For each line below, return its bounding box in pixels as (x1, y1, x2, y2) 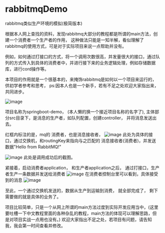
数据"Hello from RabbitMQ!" (5, 144, 61, 150)
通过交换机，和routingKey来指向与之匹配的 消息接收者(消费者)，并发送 (13, 137, 156, 143)
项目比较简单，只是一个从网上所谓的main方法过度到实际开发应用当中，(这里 (5, 204, 159, 210)
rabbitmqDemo (5, 3, 68, 15)
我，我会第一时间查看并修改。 (5, 223, 65, 229)
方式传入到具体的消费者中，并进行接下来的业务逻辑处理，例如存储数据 (13, 60, 156, 66)
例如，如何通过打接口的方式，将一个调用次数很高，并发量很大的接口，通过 (5, 53, 156, 60)
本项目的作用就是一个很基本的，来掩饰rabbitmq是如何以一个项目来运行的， (5, 76, 157, 82)
